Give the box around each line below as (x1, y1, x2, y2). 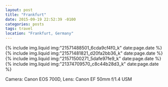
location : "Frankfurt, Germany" (5, 31, 74, 36)
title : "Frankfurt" (5, 12, 47, 17)
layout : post (5, 7, 33, 13)
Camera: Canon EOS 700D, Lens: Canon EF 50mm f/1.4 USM (5, 76, 132, 82)
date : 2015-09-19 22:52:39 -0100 (5, 17, 76, 22)
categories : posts (5, 21, 44, 27)
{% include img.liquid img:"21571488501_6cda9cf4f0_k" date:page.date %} (5, 45, 162, 51)
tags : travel (5, 26, 33, 31)
